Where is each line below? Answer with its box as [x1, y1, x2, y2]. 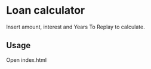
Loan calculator [6, 4, 85, 17]
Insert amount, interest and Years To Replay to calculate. [6, 23, 145, 30]
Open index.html [6, 56, 47, 63]
